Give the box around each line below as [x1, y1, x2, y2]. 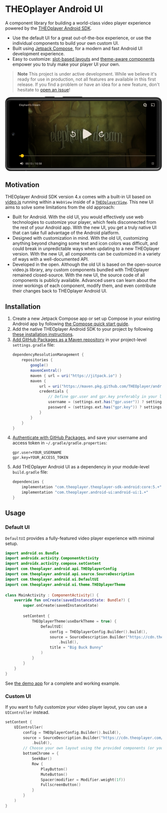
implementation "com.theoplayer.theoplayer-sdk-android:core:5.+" [21, 485, 162, 490]
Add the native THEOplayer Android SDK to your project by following [12, 326, 153, 332]
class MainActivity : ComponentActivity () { [5, 593, 99, 598]
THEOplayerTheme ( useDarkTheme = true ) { [31, 619, 117, 624]
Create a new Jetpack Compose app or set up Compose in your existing [12, 316, 161, 322]
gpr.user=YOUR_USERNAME [12, 450, 62, 455]
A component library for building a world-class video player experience [5, 20, 151, 26]
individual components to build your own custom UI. [12, 40, 119, 46]
